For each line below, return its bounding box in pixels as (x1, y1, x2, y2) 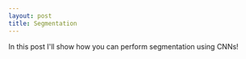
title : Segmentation (8, 19, 78, 27)
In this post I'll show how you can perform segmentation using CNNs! (8, 41, 240, 51)
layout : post (8, 11, 52, 20)
